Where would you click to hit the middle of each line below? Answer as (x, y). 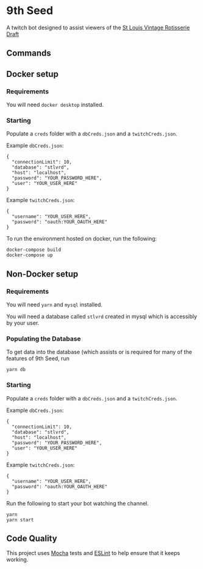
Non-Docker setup (42, 274)
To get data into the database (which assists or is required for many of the (99, 352)
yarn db (16, 370)
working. (17, 560)
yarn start (20, 520)
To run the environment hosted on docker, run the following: (82, 239)
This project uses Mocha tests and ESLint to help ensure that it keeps (93, 553)
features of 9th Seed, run (38, 358)
